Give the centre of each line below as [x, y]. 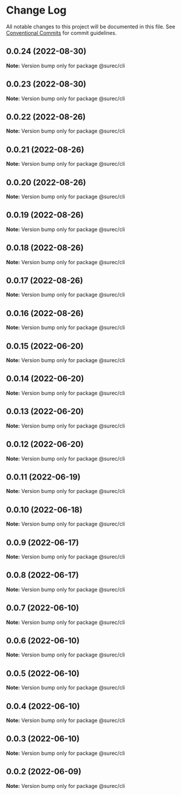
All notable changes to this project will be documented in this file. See [91, 27]
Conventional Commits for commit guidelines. [61, 32]
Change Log [36, 10]
